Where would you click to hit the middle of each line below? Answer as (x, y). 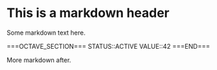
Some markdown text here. (46, 33)
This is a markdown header (88, 13)
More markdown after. (39, 60)
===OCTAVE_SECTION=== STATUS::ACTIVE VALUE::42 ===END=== (108, 46)
